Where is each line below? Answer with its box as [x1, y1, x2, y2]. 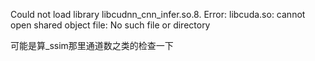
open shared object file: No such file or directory [10, 19, 211, 31]
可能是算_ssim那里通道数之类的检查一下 [10, 40, 174, 51]
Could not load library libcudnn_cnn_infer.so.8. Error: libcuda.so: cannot [10, 9, 306, 20]
